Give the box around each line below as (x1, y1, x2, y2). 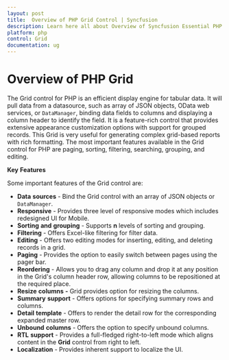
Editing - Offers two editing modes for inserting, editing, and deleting (16, 236, 213, 244)
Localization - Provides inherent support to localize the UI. (16, 345, 183, 353)
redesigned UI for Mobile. (16, 214, 90, 222)
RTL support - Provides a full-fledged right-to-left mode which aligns (16, 331, 214, 339)
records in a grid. (16, 243, 66, 251)
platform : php (7, 29, 48, 36)
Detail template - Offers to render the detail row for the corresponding (16, 309, 217, 317)
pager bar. (16, 258, 47, 266)
